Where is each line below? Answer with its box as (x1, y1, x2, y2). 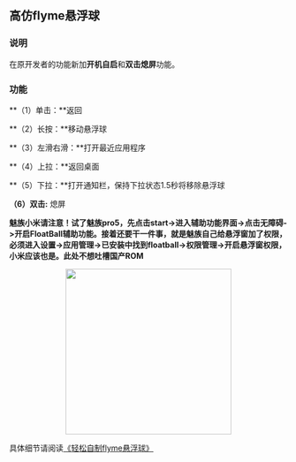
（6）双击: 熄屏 (9, 198, 66, 209)
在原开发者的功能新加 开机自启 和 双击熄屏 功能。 (9, 58, 179, 69)
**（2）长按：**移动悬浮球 (9, 123, 108, 134)
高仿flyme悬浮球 (9, 8, 100, 24)
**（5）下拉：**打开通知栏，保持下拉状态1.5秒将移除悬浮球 (9, 179, 225, 190)
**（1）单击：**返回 (9, 104, 82, 115)
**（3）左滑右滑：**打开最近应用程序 (9, 142, 146, 153)
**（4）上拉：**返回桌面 (9, 161, 100, 171)
